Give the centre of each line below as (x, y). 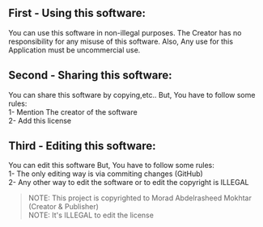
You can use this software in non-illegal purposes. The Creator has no (125, 32)
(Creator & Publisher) (64, 207)
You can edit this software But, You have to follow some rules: (111, 166)
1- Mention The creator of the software (73, 111)
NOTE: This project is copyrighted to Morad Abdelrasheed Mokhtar (140, 198)
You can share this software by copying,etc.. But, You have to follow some (132, 95)
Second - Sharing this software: (90, 76)
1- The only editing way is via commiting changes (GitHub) (106, 174)
